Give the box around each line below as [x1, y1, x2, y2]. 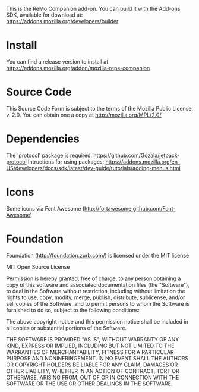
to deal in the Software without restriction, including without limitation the [6, 287, 185, 294]
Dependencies [6, 132, 80, 146]
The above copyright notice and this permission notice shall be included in [6, 318, 188, 325]
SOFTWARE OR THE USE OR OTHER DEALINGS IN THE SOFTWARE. [6, 380, 173, 387]
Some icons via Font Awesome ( [6, 205, 85, 212]
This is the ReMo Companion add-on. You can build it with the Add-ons [6, 5, 181, 12]
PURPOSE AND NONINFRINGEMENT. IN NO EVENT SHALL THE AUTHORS [6, 355, 189, 362]
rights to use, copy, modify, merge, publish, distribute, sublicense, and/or [6, 294, 185, 301]
